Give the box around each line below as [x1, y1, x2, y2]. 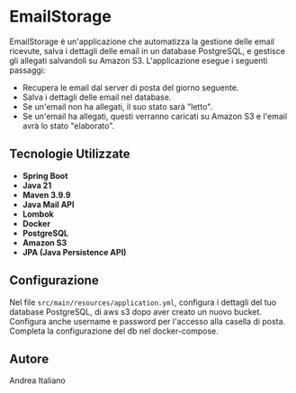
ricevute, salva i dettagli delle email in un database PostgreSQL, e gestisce [9, 45, 286, 56]
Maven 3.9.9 [22, 189, 71, 200]
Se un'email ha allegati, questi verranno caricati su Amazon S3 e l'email [22, 111, 288, 121]
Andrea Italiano [9, 375, 66, 386]
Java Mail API [22, 199, 75, 210]
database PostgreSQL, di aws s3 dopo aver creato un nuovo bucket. [9, 306, 263, 317]
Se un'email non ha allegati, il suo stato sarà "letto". [22, 101, 213, 112]
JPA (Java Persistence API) [22, 246, 127, 257]
